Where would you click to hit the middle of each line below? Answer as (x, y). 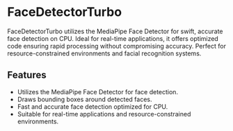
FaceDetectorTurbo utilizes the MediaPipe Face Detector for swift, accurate (115, 31)
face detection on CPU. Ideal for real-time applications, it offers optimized (113, 38)
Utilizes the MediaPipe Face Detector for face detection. (98, 91)
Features (27, 75)
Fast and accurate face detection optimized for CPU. (93, 106)
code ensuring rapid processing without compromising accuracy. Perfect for (116, 46)
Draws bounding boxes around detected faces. (85, 99)
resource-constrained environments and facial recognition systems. (104, 53)
